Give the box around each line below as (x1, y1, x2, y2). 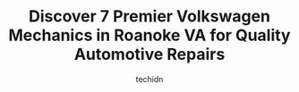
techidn (135, 73, 164, 84)
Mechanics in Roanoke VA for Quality (8, 25, 291, 46)
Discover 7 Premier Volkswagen (29, 6, 270, 27)
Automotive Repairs (73, 45, 226, 64)
